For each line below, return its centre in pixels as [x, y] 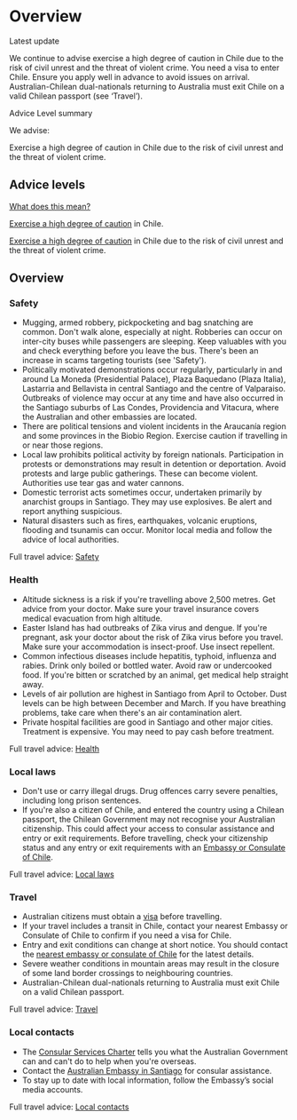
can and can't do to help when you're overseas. [109, 1061]
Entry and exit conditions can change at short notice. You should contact [155, 945]
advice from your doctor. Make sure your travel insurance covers [141, 608]
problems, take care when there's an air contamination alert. [132, 712]
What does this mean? [50, 206]
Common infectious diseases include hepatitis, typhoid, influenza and [149, 655]
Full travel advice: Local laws [62, 874]
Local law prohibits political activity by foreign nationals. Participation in [152, 455]
